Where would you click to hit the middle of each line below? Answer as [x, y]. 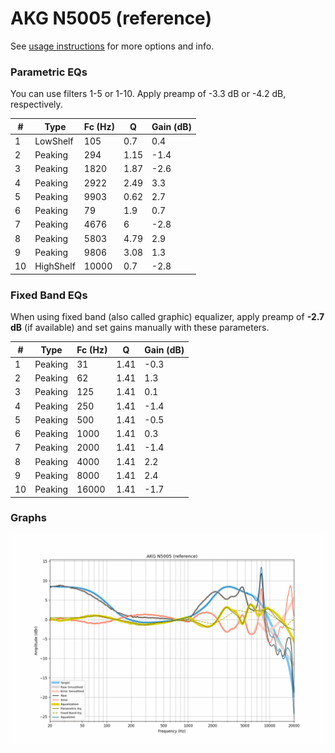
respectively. [36, 104]
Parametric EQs [49, 72]
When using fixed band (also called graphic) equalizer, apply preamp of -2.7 [167, 317]
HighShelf [55, 266]
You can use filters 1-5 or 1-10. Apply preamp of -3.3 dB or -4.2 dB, [148, 94]
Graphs [28, 518]
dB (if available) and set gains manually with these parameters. [140, 328]
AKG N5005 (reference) [111, 18]
